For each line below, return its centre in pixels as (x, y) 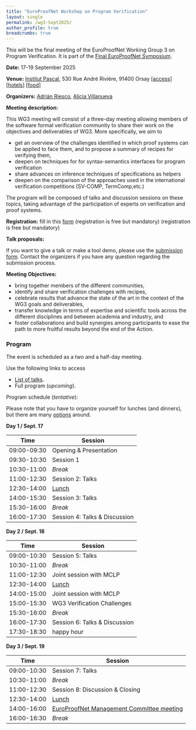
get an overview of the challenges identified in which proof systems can (102, 143)
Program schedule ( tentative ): (42, 397)
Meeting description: (32, 108)
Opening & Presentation (85, 450)
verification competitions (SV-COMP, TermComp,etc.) (79, 186)
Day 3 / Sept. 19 (25, 646)
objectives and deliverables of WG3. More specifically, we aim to (84, 132)
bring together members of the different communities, (80, 286)
